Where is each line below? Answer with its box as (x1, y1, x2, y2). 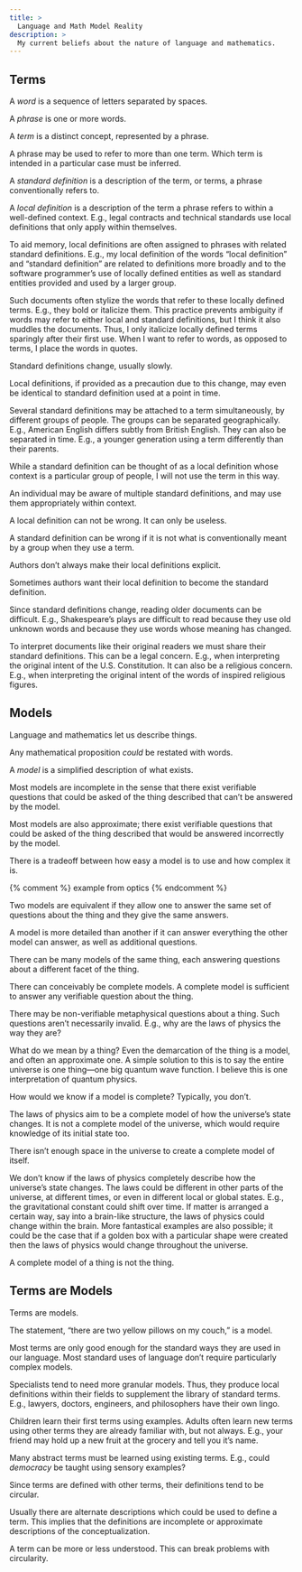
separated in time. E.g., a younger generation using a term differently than (9, 434, 284, 445)
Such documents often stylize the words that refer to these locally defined (9, 295, 285, 306)
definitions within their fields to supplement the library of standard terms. (9, 1388, 281, 1400)
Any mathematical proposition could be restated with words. (9, 747, 233, 758)
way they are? (9, 1027, 61, 1038)
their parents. (9, 443, 59, 454)
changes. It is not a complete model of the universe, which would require (9, 1118, 280, 1129)
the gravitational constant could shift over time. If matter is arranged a (9, 1201, 269, 1212)
